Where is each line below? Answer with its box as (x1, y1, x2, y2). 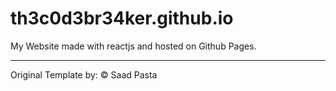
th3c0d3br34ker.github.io (10, 7, 234, 30)
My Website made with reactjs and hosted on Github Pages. (10, 40, 257, 52)
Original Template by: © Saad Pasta (10, 68, 158, 81)
